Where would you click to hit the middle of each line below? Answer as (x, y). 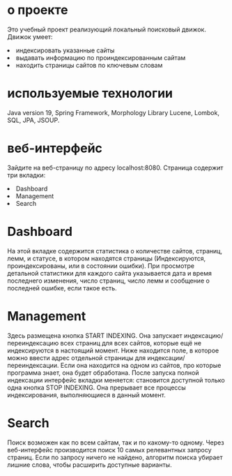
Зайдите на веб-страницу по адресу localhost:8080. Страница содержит (115, 168)
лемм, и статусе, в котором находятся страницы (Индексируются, (107, 258)
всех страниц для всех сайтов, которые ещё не (131, 343)
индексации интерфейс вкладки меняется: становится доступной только (116, 380)
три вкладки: (26, 175)
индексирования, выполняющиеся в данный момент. (86, 395)
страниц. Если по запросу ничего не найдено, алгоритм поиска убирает (115, 457)
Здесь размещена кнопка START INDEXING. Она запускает (95, 335)
